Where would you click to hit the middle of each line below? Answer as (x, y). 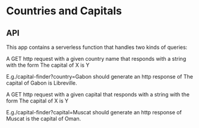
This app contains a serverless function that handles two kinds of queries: (97, 47)
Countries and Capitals (64, 11)
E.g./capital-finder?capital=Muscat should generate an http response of (94, 112)
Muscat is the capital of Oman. (44, 118)
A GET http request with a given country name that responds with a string (96, 59)
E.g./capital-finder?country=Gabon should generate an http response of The (99, 77)
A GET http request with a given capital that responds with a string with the (98, 94)
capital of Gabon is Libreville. (42, 83)
